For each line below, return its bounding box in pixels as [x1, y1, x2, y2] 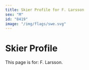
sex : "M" [5, 12, 24, 17]
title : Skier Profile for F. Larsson [5, 7, 84, 12]
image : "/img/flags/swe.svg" [5, 21, 66, 26]
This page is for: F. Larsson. [5, 59, 63, 65]
